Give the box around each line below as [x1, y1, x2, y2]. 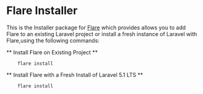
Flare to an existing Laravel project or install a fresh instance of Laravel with [6, 30, 197, 37]
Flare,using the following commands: [6, 37, 100, 44]
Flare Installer [6, 4, 78, 18]
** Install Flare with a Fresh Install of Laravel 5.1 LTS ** [6, 71, 144, 78]
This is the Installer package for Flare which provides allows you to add [6, 24, 186, 31]
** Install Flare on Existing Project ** [6, 48, 98, 56]
